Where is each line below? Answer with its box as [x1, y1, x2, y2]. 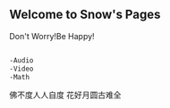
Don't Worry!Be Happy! [9, 30, 96, 41]
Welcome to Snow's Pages [9, 7, 161, 22]
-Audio [9, 55, 34, 65]
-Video [9, 64, 34, 73]
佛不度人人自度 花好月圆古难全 [9, 89, 122, 101]
